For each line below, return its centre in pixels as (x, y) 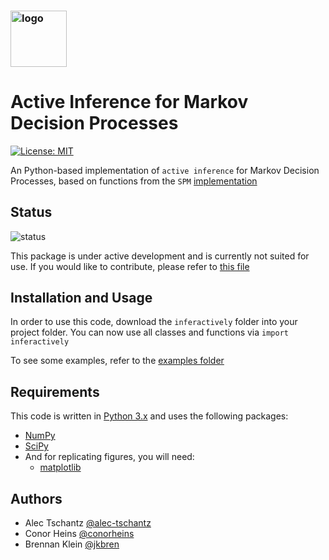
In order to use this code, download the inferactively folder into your (154, 322)
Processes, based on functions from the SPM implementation (134, 181)
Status (31, 212)
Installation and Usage (81, 298)
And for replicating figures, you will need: (109, 457)
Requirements (55, 391)
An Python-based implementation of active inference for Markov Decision (165, 170)
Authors (36, 498)
